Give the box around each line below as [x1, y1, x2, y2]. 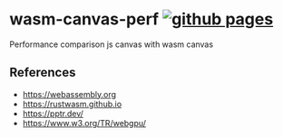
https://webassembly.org [22, 88, 116, 99]
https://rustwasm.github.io [22, 98, 122, 109]
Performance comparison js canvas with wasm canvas [9, 39, 214, 50]
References [9, 65, 76, 80]
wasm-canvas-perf [9, 9, 160, 30]
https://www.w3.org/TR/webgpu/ [22, 117, 147, 128]
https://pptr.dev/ [22, 108, 84, 119]
